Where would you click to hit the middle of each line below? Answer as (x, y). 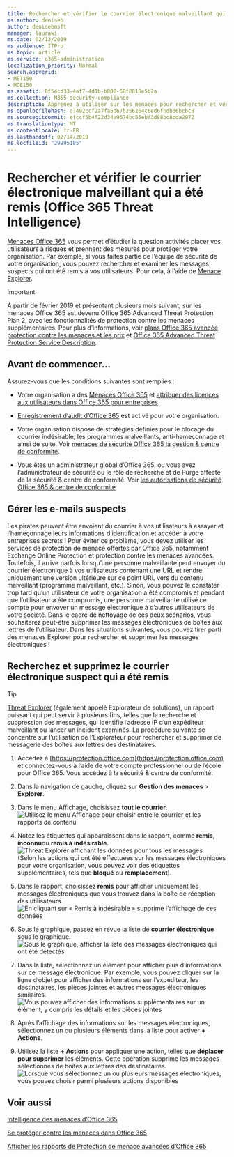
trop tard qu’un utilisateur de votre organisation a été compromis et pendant (116, 592)
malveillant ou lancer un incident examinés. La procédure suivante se (106, 730)
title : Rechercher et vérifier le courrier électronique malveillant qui (117, 14)
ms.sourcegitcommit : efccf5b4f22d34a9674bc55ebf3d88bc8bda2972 (101, 117)
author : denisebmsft (37, 26)
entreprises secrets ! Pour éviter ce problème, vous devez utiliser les (106, 540)
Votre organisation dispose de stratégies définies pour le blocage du (116, 429)
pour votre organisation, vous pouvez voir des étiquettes (98, 865)
